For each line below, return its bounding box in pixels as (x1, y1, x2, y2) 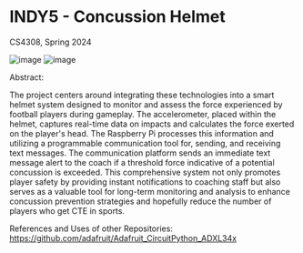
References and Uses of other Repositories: (9, 223, 173, 234)
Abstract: (9, 71, 44, 83)
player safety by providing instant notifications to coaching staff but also (9, 176, 281, 187)
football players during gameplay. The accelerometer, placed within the (9, 108, 277, 119)
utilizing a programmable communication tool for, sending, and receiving (9, 137, 281, 148)
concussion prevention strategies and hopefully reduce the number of (9, 196, 272, 207)
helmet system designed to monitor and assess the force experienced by (9, 98, 284, 110)
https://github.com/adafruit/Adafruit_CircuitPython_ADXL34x (9, 232, 237, 243)
